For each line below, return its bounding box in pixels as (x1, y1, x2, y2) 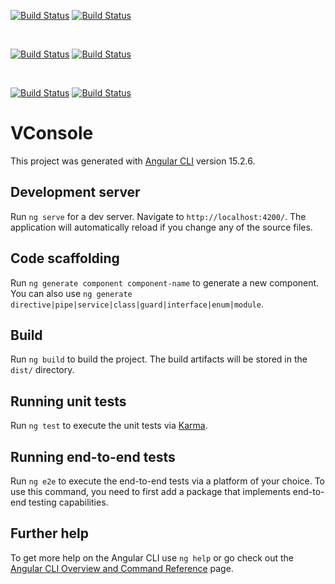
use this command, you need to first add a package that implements (10, 486, 291, 497)
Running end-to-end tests (10, 448, 176, 465)
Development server (10, 184, 141, 201)
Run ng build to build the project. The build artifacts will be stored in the (10, 353, 308, 365)
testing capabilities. (28, 496, 109, 508)
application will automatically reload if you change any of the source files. (10, 221, 313, 233)
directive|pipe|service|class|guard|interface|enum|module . (10, 298, 264, 310)
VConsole (10, 122, 94, 145)
